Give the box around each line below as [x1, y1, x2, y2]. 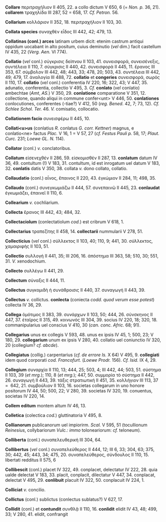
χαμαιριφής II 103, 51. [5, 243, 50, 249]
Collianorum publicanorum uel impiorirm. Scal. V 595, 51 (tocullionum [5, 422, 148, 428]
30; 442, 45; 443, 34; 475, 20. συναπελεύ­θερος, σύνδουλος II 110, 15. [5, 452, 150, 457]
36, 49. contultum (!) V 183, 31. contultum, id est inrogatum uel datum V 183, [5, 160, 160, 166]
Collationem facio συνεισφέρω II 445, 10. [5, 116, 90, 121]
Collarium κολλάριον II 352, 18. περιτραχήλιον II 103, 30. [5, 19, 122, 25]
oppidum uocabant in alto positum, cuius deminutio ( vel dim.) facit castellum [5, 44, 161, 49]
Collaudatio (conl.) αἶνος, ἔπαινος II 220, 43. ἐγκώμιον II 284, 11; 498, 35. [5, 175, 156, 181]
